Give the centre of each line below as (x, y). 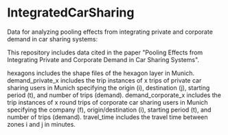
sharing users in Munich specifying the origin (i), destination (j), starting (109, 87)
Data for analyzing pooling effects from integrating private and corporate (110, 32)
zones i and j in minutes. (41, 124)
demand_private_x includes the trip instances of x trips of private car (104, 80)
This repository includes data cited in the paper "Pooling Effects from (105, 52)
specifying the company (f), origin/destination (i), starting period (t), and (109, 110)
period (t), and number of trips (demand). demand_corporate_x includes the (114, 95)
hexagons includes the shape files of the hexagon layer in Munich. (101, 73)
